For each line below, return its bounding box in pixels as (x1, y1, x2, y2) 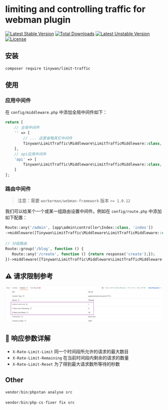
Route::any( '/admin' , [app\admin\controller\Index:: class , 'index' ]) (5, 225, 153, 230)
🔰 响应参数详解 (5, 334, 51, 343)
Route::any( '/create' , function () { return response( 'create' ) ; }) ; (11, 251, 155, 256)
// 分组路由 (5, 241, 27, 246)
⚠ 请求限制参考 (5, 271, 53, 280)
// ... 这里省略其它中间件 (23, 136, 72, 141)
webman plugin (5, 14, 71, 25)
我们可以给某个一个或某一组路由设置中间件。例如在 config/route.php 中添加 (5, 208, 162, 214)
